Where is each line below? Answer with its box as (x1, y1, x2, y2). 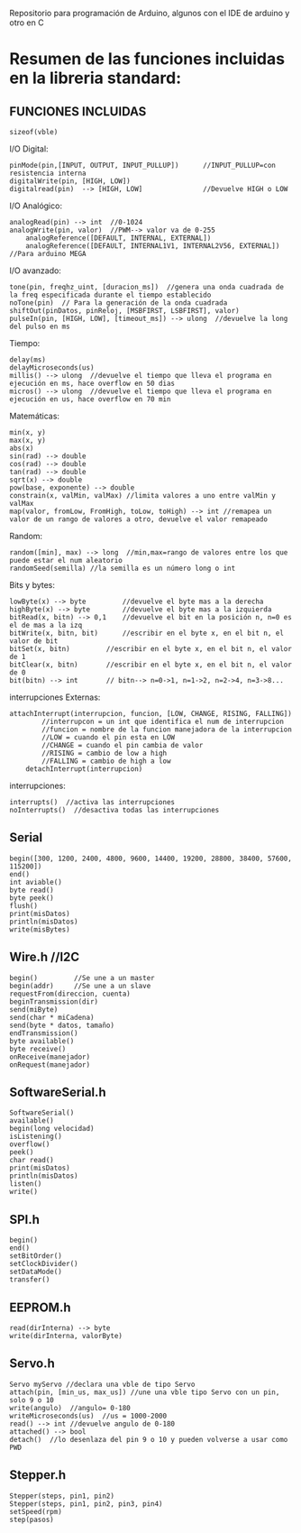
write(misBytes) (9, 924, 70, 934)
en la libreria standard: (9, 68, 182, 88)
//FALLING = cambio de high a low (41, 757, 171, 766)
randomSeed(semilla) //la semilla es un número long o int (9, 564, 236, 573)
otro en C (9, 17, 44, 28)
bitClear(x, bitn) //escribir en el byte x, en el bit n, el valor (9, 660, 293, 669)
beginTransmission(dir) (9, 996, 99, 1006)
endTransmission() (9, 1028, 78, 1038)
